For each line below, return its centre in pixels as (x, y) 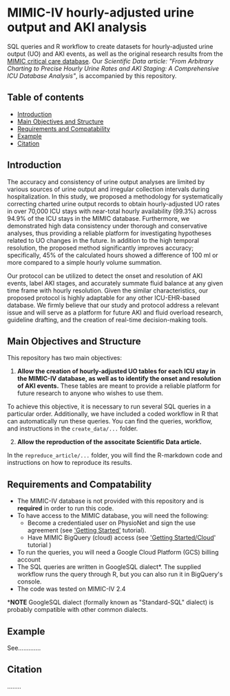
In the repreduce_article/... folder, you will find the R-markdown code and (115, 455)
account (29, 559)
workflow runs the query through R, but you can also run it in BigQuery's (120, 575)
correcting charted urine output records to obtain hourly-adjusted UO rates (114, 203)
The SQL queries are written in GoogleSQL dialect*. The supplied (109, 567)
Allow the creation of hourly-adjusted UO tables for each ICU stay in (116, 371)
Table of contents (45, 98)
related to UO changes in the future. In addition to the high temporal (103, 240)
